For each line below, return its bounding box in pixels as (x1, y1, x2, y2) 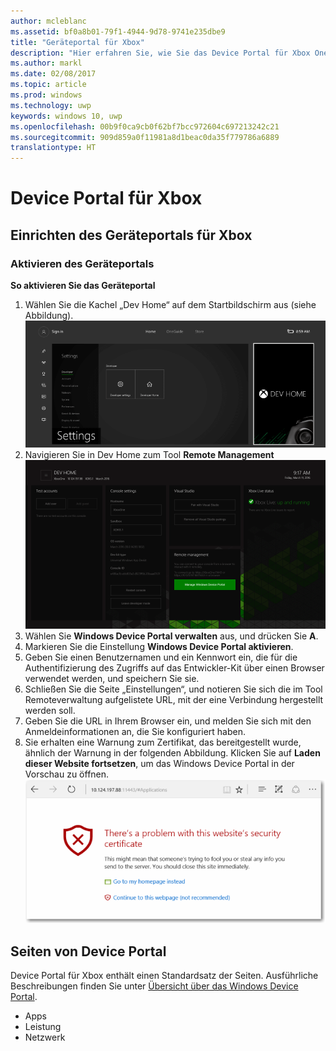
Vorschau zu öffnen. (24, 768, 110, 780)
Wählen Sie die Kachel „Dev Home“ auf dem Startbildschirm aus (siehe (24, 299, 317, 310)
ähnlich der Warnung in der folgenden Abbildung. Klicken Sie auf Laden (24, 747, 321, 759)
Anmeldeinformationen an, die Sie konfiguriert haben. (24, 726, 246, 738)
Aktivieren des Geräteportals (10, 256, 155, 270)
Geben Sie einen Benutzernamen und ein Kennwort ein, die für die (24, 651, 298, 664)
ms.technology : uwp (10, 100, 92, 110)
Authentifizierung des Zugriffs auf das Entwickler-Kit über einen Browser (24, 662, 325, 674)
